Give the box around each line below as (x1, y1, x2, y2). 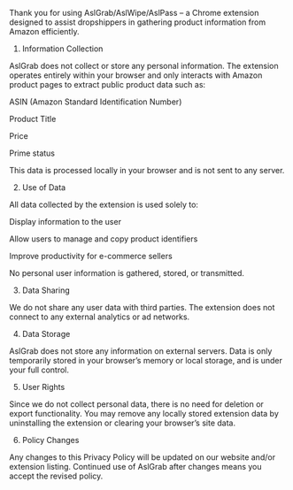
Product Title (9, 114, 57, 124)
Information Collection (21, 43, 104, 54)
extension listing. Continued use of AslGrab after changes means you (9, 462, 263, 471)
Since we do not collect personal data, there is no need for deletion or (9, 399, 264, 410)
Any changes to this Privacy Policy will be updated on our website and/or (9, 452, 276, 463)
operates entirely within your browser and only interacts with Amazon (9, 70, 263, 80)
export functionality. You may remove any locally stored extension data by (9, 409, 279, 418)
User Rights (21, 382, 66, 392)
